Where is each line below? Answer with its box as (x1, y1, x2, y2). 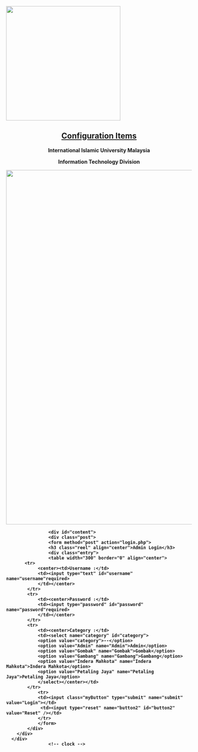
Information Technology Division (58, 158, 140, 165)
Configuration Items (61, 131, 137, 141)
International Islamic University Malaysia (48, 147, 150, 154)
